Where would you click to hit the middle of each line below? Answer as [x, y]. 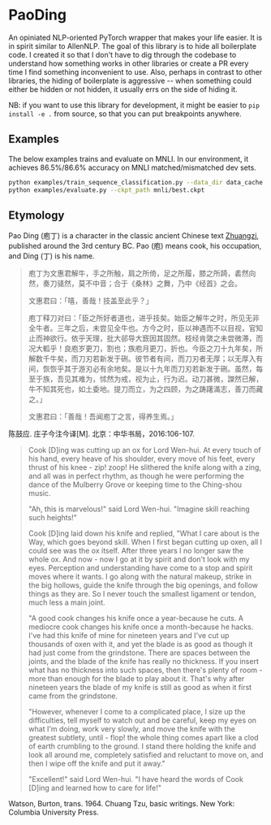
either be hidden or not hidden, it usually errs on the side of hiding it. [123, 89]
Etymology [37, 215]
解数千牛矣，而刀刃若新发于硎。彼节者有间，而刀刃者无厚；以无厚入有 [146, 358]
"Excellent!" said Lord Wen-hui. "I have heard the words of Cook [135, 779]
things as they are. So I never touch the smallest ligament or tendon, [142, 594]
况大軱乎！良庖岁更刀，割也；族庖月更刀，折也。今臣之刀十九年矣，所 [146, 349]
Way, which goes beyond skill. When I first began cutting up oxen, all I [145, 542]
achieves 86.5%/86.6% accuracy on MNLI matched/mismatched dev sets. [133, 167]
